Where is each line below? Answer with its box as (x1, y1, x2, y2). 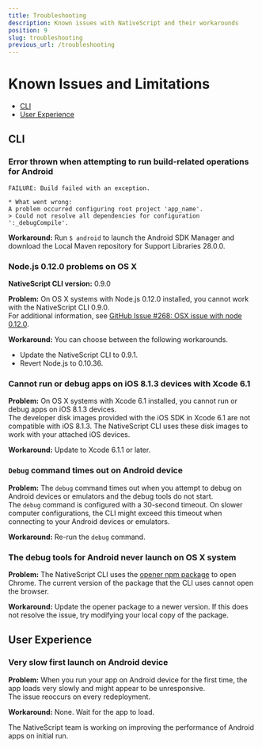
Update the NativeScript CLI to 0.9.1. (19, 350, 139, 360)
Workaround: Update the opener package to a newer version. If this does (8, 602, 249, 611)
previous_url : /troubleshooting (8, 41, 115, 49)
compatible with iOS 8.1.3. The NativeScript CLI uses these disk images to (8, 421, 249, 431)
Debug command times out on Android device (8, 465, 184, 476)
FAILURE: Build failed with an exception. (8, 184, 150, 192)
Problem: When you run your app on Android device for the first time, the (8, 674, 248, 685)
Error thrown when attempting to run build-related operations (8, 156, 249, 167)
